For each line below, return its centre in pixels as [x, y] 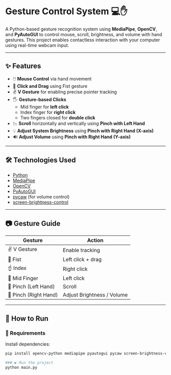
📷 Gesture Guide [33, 223]
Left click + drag [82, 260]
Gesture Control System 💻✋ [67, 11]
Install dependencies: [28, 344]
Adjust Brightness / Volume [95, 295]
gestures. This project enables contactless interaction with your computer [83, 40]
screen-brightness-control [40, 202]
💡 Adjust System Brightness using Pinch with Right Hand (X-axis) [83, 131]
